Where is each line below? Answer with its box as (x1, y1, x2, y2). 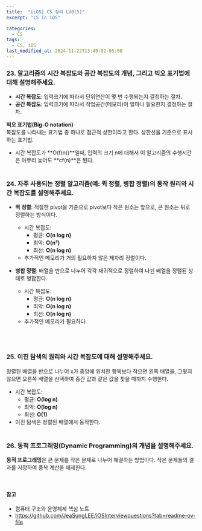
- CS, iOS (11, 42, 36, 48)
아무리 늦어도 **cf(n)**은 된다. (21, 157, 95, 164)
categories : (6, 25, 36, 31)
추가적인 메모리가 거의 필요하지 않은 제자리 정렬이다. (24, 254, 147, 262)
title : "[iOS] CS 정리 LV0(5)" (6, 8, 86, 15)
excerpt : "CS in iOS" (6, 15, 61, 21)
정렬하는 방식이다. (14, 211, 57, 219)
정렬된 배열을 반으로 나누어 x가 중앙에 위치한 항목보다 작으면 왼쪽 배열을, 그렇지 (6, 368, 192, 375)
